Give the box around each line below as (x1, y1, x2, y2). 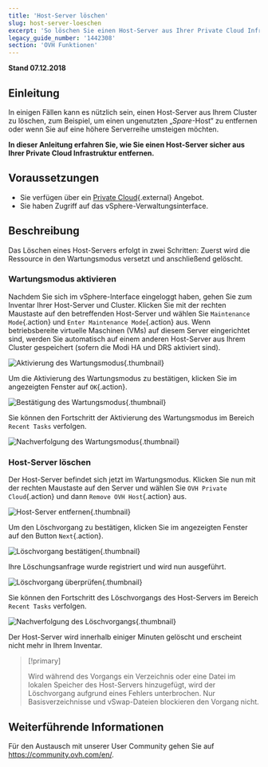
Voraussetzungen (8, 171, 100, 185)
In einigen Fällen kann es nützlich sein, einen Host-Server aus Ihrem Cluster (8, 107, 258, 116)
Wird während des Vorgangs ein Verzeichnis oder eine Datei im (27, 671, 236, 682)
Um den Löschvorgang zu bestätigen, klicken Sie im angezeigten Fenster (8, 523, 248, 533)
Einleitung (8, 86, 60, 100)
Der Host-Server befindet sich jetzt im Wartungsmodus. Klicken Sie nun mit (8, 475, 256, 485)
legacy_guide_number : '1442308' (8, 33, 116, 42)
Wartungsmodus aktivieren (8, 273, 117, 285)
